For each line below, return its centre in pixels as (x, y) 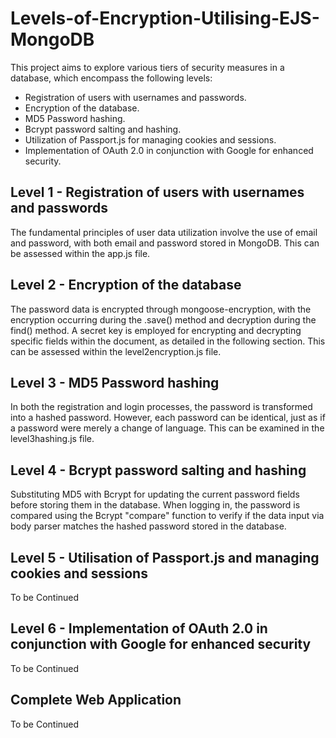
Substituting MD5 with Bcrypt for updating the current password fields (155, 494)
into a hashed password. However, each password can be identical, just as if (168, 418)
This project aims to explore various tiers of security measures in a (147, 67)
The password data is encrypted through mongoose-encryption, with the (161, 309)
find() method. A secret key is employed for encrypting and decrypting (156, 330)
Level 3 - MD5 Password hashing (115, 382)
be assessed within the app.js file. (80, 253)
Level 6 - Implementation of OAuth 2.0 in (139, 628)
